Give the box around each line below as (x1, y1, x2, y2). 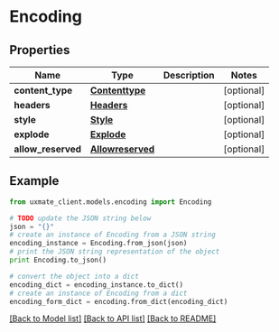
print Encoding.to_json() (9, 255, 107, 265)
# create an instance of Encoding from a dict (9, 289, 188, 298)
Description (163, 69, 215, 81)
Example (9, 173, 60, 189)
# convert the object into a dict (9, 272, 140, 281)
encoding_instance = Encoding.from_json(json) (9, 239, 188, 248)
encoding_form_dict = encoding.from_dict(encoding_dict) (9, 297, 228, 306)
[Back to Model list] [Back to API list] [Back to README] (9, 313, 217, 324)
